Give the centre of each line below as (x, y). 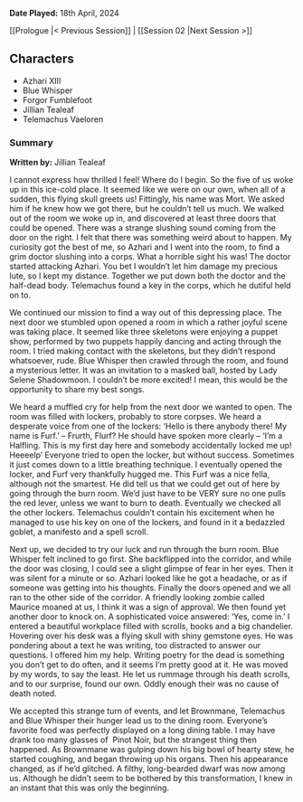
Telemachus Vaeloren (63, 119)
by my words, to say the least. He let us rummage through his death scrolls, (150, 675)
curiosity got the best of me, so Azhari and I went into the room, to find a (145, 247)
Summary (32, 142)
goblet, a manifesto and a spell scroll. (79, 532)
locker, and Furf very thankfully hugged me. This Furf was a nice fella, (140, 475)
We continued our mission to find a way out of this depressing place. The (146, 313)
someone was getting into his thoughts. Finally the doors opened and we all (150, 588)
